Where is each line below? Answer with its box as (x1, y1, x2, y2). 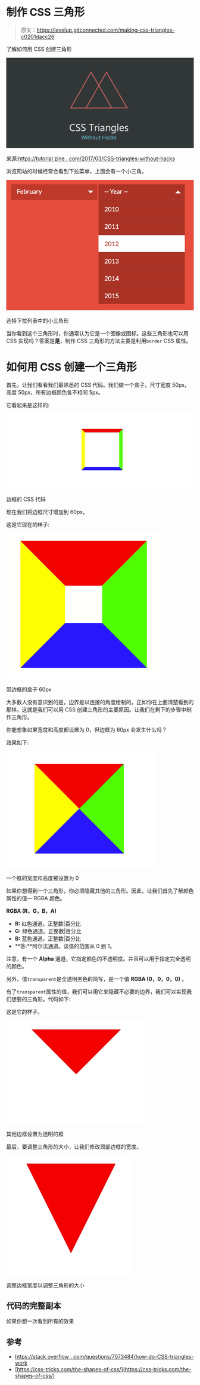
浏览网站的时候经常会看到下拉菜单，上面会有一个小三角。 (6, 168, 147, 175)
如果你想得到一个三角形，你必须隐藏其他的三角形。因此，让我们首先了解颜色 (6, 887, 194, 894)
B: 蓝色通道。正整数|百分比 (14, 935, 82, 942)
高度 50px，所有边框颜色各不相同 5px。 (6, 389, 104, 396)
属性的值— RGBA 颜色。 (6, 894, 65, 901)
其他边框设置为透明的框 (6, 1130, 64, 1138)
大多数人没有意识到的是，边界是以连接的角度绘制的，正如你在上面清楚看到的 (6, 698, 194, 705)
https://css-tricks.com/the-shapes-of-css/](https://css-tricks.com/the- (17, 1366, 192, 1373)
